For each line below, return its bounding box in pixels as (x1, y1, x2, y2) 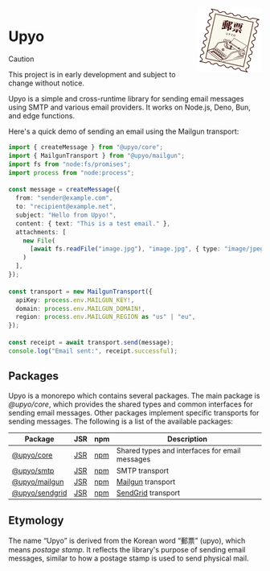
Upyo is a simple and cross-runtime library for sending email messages (8, 93, 244, 103)
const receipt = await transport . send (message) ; (8, 338, 174, 347)
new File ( (22, 237, 56, 245)
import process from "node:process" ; (8, 168, 135, 176)
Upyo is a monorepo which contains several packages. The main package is (8, 391, 260, 400)
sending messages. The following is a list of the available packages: (8, 416, 233, 426)
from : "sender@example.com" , (15, 194, 113, 202)
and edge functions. (8, 110, 75, 120)
